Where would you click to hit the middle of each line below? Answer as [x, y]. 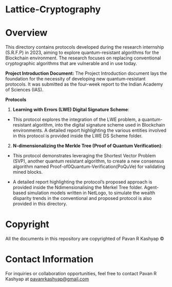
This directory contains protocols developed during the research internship [85, 47]
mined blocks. [27, 172]
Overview [26, 33]
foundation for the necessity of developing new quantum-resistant [75, 79]
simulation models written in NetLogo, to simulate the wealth [91, 193]
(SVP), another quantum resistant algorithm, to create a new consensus [88, 161]
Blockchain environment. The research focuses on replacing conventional [83, 58]
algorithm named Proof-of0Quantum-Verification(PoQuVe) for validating [89, 167]
